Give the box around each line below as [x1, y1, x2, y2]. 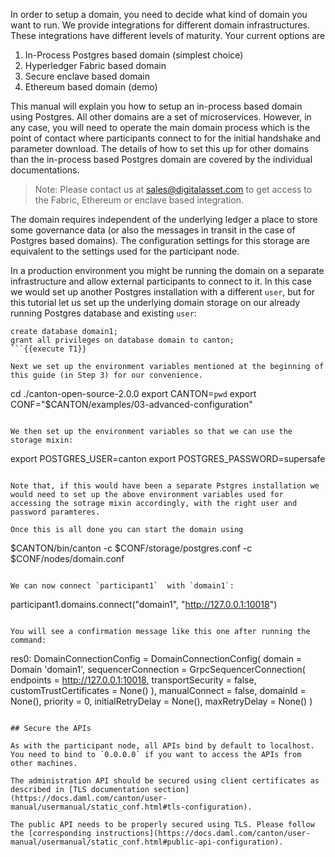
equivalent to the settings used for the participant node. [10, 245, 240, 257]
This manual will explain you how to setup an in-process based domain [10, 100, 303, 112]
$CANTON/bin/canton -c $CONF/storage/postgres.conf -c [10, 542, 253, 554]
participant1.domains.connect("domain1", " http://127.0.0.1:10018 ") [10, 599, 278, 610]
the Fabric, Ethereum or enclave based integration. [34, 194, 245, 206]
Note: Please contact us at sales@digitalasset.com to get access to [34, 184, 313, 195]
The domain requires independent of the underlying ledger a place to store [10, 214, 318, 225]
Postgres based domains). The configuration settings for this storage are [10, 235, 310, 246]
